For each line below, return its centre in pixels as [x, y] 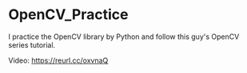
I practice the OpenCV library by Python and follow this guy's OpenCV [124, 36]
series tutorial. [32, 44]
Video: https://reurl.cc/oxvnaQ [58, 60]
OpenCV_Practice [68, 15]
